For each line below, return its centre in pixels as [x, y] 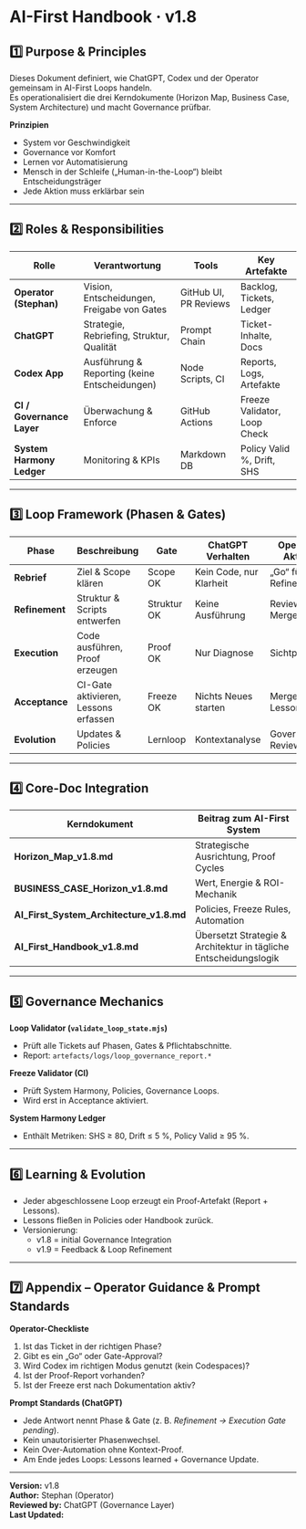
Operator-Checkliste [49, 1328]
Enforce [100, 422]
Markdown [203, 454]
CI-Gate [94, 685]
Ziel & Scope [104, 571]
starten [210, 707]
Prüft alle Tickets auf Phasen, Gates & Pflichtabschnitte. [127, 1046]
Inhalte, [256, 335]
